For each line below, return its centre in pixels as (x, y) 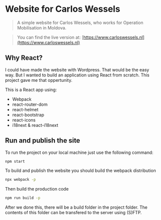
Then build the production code (37, 189)
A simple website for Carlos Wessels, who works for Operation (80, 23)
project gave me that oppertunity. (39, 80)
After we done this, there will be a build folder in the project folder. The (76, 207)
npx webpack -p (21, 180)
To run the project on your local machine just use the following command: (79, 152)
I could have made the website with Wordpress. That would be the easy (77, 70)
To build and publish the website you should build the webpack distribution (80, 171)
